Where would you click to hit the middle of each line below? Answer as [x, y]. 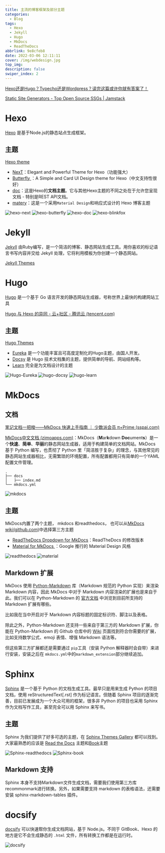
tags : [11, 23]
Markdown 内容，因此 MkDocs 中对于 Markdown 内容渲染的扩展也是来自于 [81, 592]
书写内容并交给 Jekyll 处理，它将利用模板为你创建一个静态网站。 [75, 253]
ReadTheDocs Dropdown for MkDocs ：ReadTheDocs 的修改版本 [78, 540]
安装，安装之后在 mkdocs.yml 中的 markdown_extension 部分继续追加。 [78, 654]
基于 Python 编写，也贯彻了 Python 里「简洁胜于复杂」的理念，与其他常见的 [82, 450]
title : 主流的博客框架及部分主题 [35, 10]
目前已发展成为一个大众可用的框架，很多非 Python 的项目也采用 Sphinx [86, 701]
